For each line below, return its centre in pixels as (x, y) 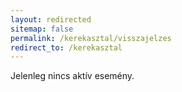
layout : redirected (51, 19)
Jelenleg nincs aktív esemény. (72, 76)
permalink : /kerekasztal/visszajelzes (91, 38)
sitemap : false (42, 29)
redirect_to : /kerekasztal (66, 47)
